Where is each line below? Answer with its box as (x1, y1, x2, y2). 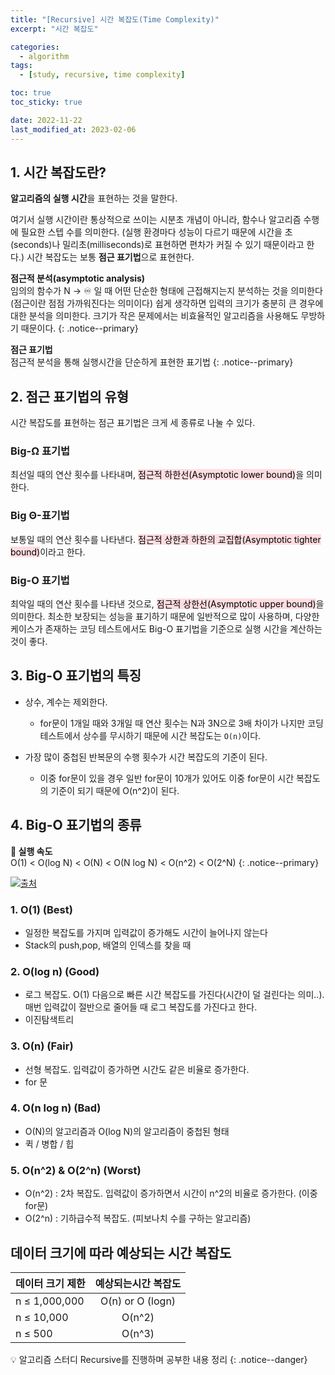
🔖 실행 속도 (10, 845, 53, 857)
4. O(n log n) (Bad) (10, 1101, 102, 1115)
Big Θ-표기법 (10, 509, 70, 523)
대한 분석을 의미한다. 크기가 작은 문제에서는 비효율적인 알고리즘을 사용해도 (10, 310, 299, 322)
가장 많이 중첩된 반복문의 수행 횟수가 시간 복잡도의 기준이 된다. (24, 751, 268, 763)
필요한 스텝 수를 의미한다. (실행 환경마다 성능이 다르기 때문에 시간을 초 (20, 226, 293, 238)
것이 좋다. (10, 636, 48, 648)
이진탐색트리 (24, 1014, 75, 1026)
